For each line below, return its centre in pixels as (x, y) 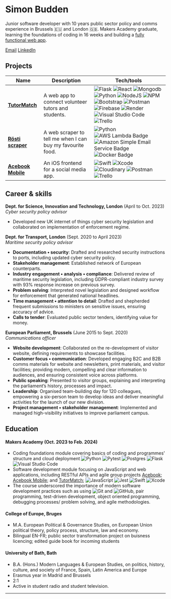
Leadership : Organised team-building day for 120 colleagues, (77, 391)
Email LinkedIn (20, 50)
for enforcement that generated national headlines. (66, 295)
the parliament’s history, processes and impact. (62, 386)
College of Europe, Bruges (34, 513)
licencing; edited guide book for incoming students (66, 541)
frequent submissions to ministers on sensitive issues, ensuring (79, 306)
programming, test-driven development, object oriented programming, (86, 496)
